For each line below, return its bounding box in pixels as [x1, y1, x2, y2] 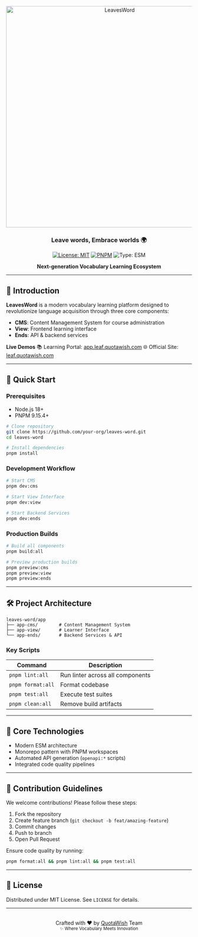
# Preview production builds [6, 559, 78, 565]
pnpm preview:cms [6, 564, 49, 570]
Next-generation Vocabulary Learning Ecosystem [37, 263, 161, 270]
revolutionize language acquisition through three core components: [6, 308, 169, 315]
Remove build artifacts [60, 700, 123, 708]
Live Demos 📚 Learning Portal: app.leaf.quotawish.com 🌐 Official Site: [6, 344, 179, 351]
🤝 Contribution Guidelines [6, 783, 103, 794]
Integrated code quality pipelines [14, 761, 95, 768]
